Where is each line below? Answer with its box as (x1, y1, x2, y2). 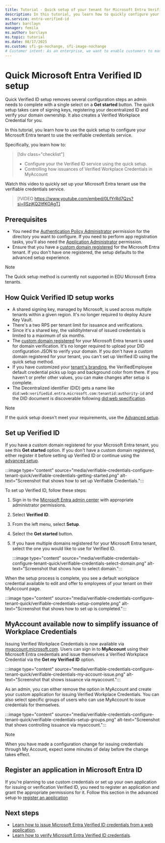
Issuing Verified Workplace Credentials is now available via (5, 641, 124, 647)
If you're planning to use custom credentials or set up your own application (5, 779, 157, 785)
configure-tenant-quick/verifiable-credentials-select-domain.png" (12, 560, 146, 566)
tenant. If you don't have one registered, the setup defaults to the (12, 250, 144, 256)
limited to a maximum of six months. (12, 332, 85, 338)
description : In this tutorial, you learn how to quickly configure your (5, 12, 160, 17)
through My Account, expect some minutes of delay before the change (5, 746, 149, 752)
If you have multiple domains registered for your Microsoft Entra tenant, (12, 540, 157, 546)
